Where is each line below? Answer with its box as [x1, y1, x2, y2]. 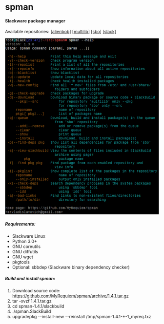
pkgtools [12, 259, 30, 265]
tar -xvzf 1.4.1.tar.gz [12, 298, 52, 304]
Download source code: [12, 288, 61, 294]
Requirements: [5, 221, 36, 227]
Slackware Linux [12, 233, 45, 239]
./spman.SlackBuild [12, 308, 51, 314]
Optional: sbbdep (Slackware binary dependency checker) [12, 265, 130, 270]
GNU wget [12, 254, 33, 260]
